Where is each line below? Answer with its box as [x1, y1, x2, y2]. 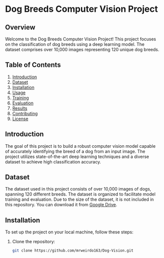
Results [12, 105, 27, 111]
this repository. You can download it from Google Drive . [5, 202, 117, 208]
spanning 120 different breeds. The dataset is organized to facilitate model [5, 191, 156, 197]
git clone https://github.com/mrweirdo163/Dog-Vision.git [12, 248, 134, 253]
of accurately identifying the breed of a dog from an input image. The [5, 148, 146, 154]
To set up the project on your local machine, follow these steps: [5, 229, 134, 235]
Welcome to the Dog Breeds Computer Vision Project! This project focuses [5, 36, 156, 42]
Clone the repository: [12, 239, 55, 245]
